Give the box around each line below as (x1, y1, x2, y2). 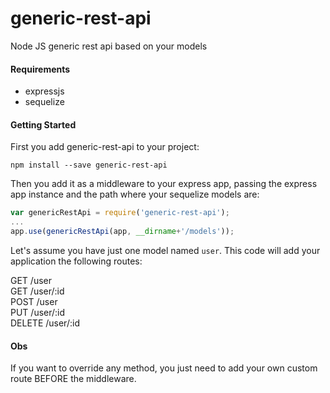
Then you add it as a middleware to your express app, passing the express (10, 178, 318, 190)
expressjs (24, 85, 65, 97)
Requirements (10, 63, 71, 75)
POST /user (10, 295, 58, 307)
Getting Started (10, 118, 77, 131)
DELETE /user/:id (10, 317, 80, 329)
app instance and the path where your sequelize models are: (10, 188, 260, 201)
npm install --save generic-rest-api (10, 160, 168, 171)
